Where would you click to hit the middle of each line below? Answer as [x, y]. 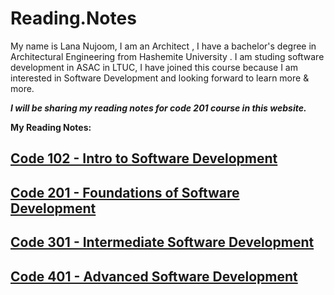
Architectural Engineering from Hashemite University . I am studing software [167, 56]
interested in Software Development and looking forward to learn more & [160, 78]
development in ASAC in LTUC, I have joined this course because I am [154, 67]
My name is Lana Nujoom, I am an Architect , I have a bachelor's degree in [163, 46]
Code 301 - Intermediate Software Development [162, 242]
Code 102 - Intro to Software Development [144, 158]
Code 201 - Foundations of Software [125, 192]
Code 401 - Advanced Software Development [154, 276]
